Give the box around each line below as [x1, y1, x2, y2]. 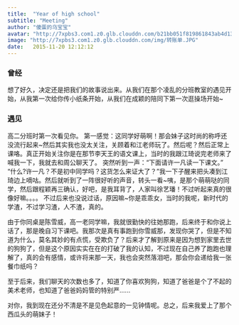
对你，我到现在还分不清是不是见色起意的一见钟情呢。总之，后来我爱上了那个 [7, 301, 232, 309]
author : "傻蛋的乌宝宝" [7, 23, 71, 31]
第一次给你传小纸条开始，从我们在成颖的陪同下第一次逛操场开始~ [31, 94, 224, 103]
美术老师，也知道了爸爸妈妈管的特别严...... [7, 285, 131, 294]
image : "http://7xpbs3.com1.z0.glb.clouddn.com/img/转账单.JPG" [7, 37, 199, 44]
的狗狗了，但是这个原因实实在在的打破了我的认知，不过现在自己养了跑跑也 [7, 244, 225, 253]
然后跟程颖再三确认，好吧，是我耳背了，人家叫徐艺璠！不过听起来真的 [19, 184, 225, 193]
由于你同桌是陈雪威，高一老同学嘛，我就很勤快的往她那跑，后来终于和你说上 [7, 217, 232, 226]
